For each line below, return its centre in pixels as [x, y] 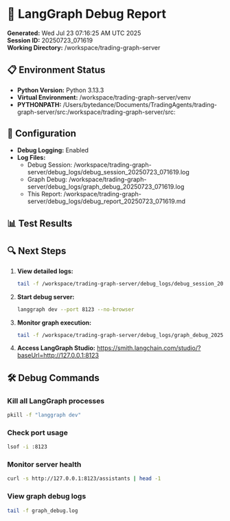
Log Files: [31, 157]
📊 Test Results [40, 223]
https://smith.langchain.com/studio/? [149, 348]
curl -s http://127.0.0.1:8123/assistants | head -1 [84, 479]
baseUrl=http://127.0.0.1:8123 [58, 356]
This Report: [45, 194]
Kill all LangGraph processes [56, 401]
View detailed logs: [45, 271]
